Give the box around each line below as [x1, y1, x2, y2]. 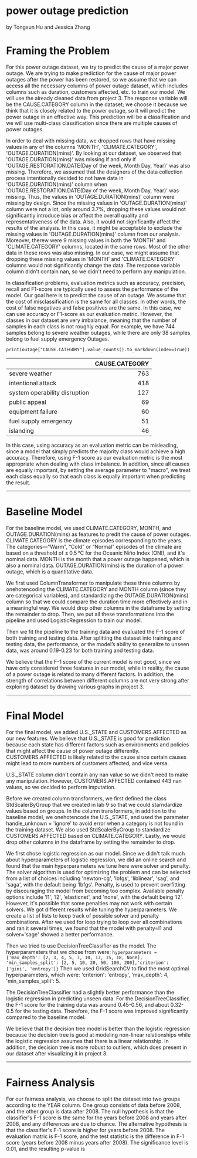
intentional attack [9, 379, 57, 387]
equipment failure [9, 407, 57, 416]
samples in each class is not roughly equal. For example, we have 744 [6, 322, 175, 330]
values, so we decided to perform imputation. [6, 783, 116, 790]
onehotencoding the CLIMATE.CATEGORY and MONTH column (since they [6, 585, 186, 593]
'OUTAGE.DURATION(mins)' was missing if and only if [6, 155, 136, 162]
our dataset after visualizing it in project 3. [6, 1050, 108, 1057]
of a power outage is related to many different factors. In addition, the [6, 670, 174, 678]
